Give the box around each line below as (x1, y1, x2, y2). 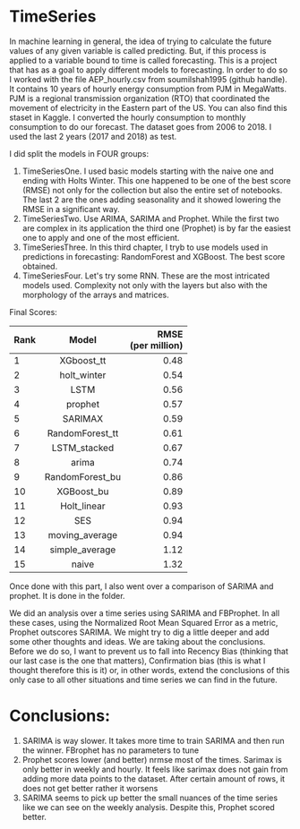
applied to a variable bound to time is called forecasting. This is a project (9, 55, 278, 65)
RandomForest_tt (47, 427, 119, 440)
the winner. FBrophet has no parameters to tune (21, 745, 200, 756)
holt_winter (59, 369, 107, 381)
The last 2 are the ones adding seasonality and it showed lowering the (21, 194, 281, 205)
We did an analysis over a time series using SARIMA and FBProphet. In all (9, 607, 280, 619)
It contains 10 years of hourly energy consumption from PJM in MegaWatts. (9, 83, 287, 94)
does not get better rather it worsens (21, 782, 159, 793)
